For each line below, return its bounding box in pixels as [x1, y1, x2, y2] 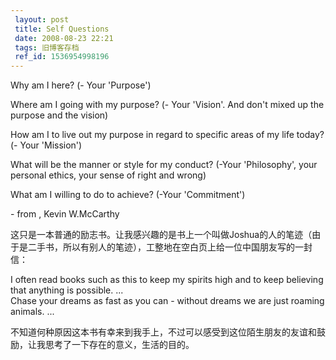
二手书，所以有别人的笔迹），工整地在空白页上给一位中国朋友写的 [27, 241, 295, 253]
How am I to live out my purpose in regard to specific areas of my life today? [10, 129, 325, 141]
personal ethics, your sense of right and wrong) [10, 169, 207, 181]
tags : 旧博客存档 [14, 42, 80, 53]
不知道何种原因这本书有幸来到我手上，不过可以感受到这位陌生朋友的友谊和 [10, 326, 317, 338]
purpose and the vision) [10, 109, 109, 121]
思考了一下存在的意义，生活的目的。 [44, 339, 195, 351]
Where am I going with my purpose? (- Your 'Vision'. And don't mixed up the [10, 99, 325, 111]
